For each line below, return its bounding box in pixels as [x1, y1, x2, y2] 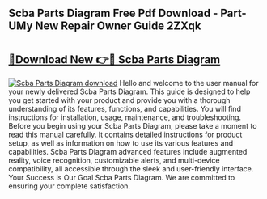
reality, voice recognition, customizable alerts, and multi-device [8, 155, 220, 165]
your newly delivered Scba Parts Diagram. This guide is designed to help [8, 87, 251, 96]
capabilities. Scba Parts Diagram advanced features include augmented [8, 147, 248, 156]
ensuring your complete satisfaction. [8, 181, 131, 191]
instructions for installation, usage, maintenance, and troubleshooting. [8, 112, 241, 122]
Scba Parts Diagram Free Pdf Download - [8, 6, 218, 20]
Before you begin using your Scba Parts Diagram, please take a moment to [8, 121, 257, 130]
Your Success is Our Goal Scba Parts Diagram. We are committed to [8, 173, 235, 182]
